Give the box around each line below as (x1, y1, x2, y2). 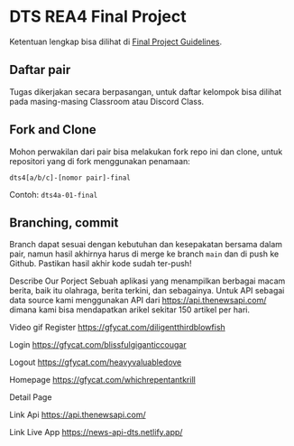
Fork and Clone (9, 122, 96, 137)
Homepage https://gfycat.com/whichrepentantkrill (9, 375, 196, 386)
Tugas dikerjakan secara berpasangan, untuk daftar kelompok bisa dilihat (9, 86, 282, 97)
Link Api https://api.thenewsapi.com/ (9, 409, 146, 421)
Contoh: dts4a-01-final (9, 189, 98, 200)
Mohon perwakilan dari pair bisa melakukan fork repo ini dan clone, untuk (9, 146, 283, 157)
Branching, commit (9, 215, 119, 230)
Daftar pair (9, 62, 71, 78)
